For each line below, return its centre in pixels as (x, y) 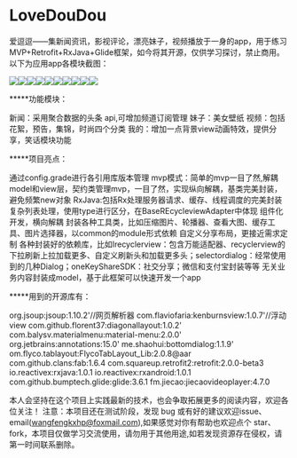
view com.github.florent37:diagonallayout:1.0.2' (95, 325)
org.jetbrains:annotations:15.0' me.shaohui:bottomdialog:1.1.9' (121, 343)
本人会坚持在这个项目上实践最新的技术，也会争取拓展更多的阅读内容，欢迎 (145, 399)
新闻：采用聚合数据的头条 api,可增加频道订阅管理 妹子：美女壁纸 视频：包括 (147, 117)
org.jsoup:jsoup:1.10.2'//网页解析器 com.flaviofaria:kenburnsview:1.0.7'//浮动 (148, 315)
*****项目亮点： (39, 158)
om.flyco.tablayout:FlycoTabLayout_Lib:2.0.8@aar (101, 353)
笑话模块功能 (48, 139)
